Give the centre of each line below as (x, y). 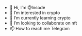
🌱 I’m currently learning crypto (40, 18)
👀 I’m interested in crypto (35, 13)
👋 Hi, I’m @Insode (27, 8)
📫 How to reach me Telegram (40, 28)
